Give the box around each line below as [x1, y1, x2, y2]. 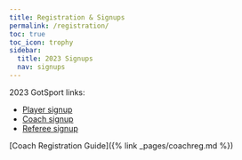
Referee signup [21, 123, 78, 133]
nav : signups [17, 63, 66, 72]
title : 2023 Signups [17, 54, 93, 63]
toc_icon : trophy [9, 37, 74, 47]
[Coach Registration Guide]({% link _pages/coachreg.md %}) [9, 140, 234, 151]
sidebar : [9, 46, 42, 55]
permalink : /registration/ [9, 21, 109, 30]
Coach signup [21, 113, 74, 124]
